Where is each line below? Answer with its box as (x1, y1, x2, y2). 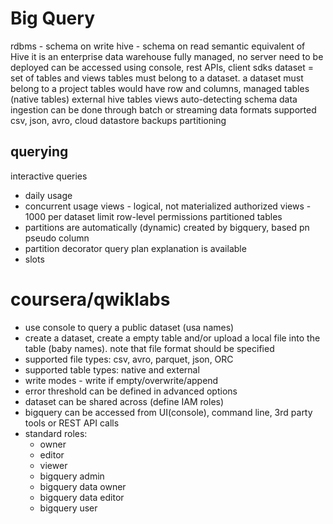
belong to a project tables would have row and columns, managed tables (10, 82, 310, 94)
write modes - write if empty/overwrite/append (24, 374, 219, 386)
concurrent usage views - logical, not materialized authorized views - (24, 200, 312, 212)
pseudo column (24, 232, 90, 244)
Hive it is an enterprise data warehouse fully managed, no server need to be (10, 50, 324, 62)
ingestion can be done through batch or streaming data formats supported (10, 103, 317, 116)
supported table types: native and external (24, 363, 200, 376)
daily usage (24, 189, 73, 201)
